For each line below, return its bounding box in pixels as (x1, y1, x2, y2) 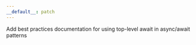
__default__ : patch (6, 8, 55, 15)
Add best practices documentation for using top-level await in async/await (6, 25, 191, 32)
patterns (6, 31, 27, 39)
